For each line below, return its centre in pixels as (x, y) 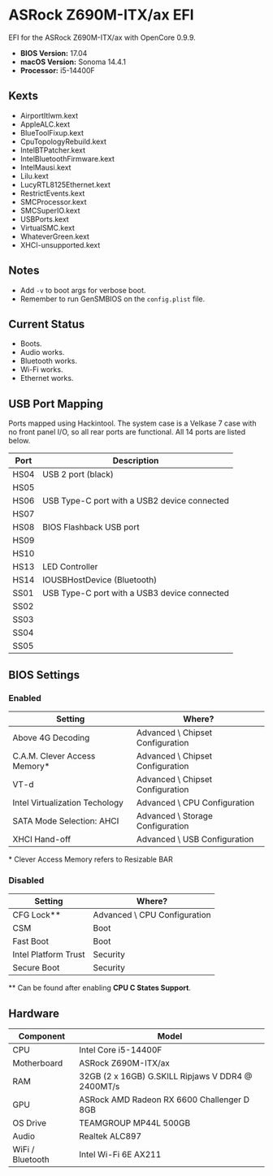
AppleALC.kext (45, 124)
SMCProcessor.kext (53, 201)
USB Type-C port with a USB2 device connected (136, 501)
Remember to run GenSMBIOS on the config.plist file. (113, 299)
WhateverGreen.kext (54, 236)
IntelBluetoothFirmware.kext (67, 158)
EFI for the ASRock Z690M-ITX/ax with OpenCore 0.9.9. (102, 37)
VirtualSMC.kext (48, 227)
